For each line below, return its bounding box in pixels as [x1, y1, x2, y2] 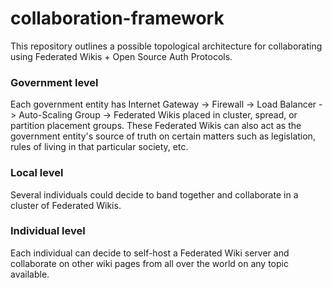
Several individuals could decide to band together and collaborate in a [10, 188, 299, 201]
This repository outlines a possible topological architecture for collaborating [10, 40, 323, 52]
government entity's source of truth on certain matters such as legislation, [10, 130, 316, 142]
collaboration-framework [10, 7, 225, 30]
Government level [10, 75, 99, 89]
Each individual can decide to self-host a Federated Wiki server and [10, 247, 290, 259]
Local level [10, 166, 64, 180]
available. [10, 268, 50, 280]
